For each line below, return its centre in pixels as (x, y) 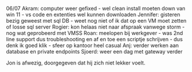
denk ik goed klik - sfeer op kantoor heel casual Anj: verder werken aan (92, 45)
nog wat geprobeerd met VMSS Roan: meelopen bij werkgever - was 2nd (95, 33)
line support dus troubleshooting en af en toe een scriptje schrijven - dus (95, 39)
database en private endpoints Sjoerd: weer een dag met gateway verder (95, 51)
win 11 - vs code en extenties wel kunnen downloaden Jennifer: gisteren (93, 15)
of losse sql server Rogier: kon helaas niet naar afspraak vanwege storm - (95, 27)
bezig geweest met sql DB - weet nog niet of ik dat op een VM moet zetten (96, 21)
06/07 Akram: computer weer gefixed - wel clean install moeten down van (96, 8)
